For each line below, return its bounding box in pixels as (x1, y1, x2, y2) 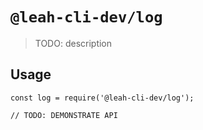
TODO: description (34, 37, 113, 49)
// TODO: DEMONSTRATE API (10, 110, 118, 120)
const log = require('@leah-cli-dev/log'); (10, 93, 195, 103)
